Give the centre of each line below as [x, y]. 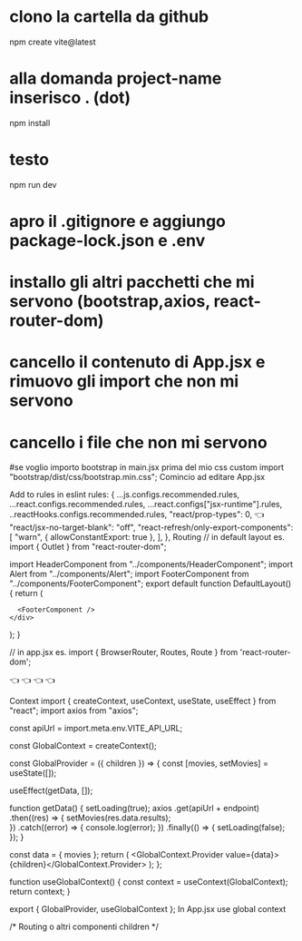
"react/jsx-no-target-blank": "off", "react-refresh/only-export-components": [151, 527]
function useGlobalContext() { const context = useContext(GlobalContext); [149, 882]
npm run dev [33, 184]
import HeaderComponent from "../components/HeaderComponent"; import [151, 564]
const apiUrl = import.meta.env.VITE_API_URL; [96, 729]
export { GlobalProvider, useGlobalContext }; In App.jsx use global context [148, 909]
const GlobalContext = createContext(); [83, 746]
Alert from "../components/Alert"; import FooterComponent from [129, 574]
